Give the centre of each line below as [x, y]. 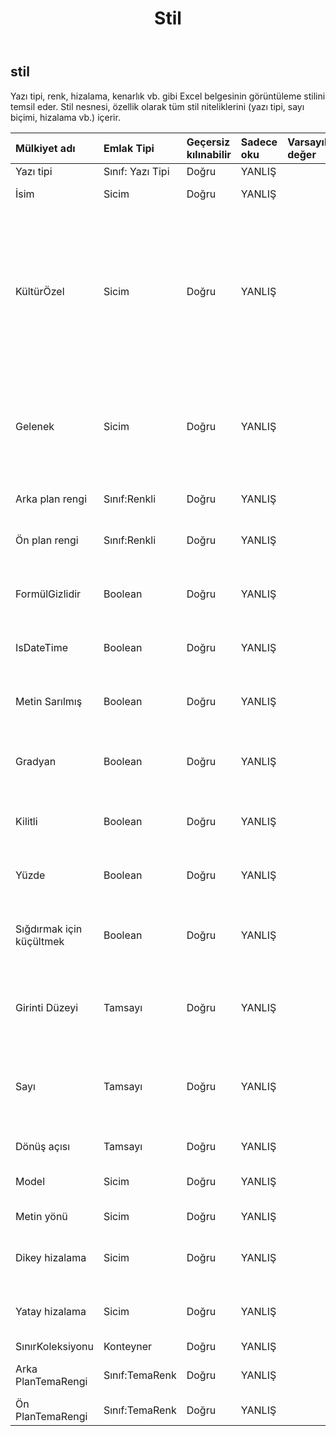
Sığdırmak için [49, 929]
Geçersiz [208, 142]
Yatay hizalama [51, 1311]
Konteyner [128, 1346]
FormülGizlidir [48, 594]
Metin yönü [41, 1216]
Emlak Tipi [129, 148]
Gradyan [36, 761]
